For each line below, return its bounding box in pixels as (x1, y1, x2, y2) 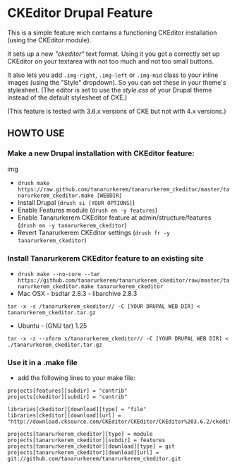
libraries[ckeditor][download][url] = (7, 412, 121, 420)
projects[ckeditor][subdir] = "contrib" (7, 393, 128, 400)
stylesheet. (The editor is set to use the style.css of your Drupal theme (7, 85, 212, 94)
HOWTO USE (7, 127, 65, 139)
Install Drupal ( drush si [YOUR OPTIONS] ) (17, 198, 135, 206)
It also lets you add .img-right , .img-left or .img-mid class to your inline (7, 71, 219, 79)
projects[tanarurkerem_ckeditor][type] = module (7, 431, 153, 438)
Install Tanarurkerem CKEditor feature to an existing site (7, 253, 204, 263)
